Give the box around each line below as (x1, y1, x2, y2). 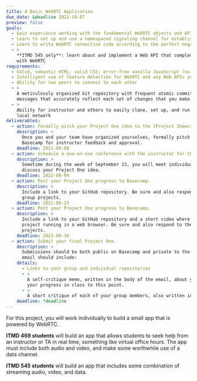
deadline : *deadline (16, 298, 67, 305)
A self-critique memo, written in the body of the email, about (27, 276, 188, 282)
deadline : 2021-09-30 (16, 233, 69, 239)
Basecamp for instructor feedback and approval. (21, 139, 143, 146)
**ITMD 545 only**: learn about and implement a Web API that (16, 52, 172, 58)
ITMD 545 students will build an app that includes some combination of (6, 362, 180, 369)
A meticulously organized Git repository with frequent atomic (16, 91, 175, 96)
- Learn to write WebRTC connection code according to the (11, 42, 159, 48)
